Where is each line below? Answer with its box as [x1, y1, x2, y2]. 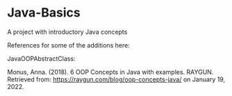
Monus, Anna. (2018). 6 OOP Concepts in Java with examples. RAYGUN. [7, 68, 214, 76]
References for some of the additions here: [7, 41, 130, 49]
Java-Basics [7, 5, 81, 21]
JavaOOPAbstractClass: [7, 54, 76, 63]
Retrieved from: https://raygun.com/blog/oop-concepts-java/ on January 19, [7, 75, 226, 84]
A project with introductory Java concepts [7, 28, 128, 36]
